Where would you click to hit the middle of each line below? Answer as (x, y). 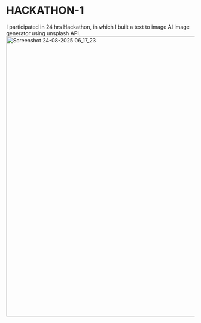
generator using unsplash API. (43, 33)
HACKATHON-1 (45, 10)
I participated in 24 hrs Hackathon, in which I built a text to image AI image (98, 27)
